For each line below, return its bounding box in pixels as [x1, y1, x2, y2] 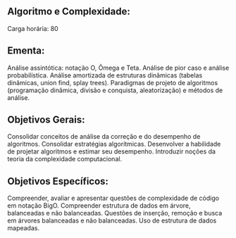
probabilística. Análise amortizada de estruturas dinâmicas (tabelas [7, 70, 203, 80]
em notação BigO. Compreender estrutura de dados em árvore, [7, 201, 192, 210]
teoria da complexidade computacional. [7, 155, 122, 163]
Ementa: [7, 45, 45, 57]
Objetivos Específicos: [7, 175, 109, 187]
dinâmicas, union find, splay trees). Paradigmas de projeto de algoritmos [7, 78, 218, 87]
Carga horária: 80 [7, 24, 58, 32]
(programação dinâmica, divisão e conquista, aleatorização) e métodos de [7, 86, 223, 94]
